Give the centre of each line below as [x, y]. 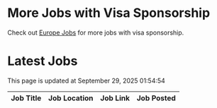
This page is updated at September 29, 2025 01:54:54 [86, 80]
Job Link [115, 98]
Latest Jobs [43, 61]
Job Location [71, 98]
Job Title [26, 98]
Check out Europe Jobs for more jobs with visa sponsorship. [96, 32]
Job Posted [156, 98]
